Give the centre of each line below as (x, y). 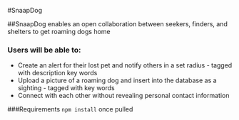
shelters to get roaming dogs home (59, 32)
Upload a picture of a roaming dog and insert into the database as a (117, 80)
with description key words (57, 73)
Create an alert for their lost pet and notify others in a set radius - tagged (125, 65)
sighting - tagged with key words (66, 88)
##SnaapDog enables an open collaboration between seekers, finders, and (118, 24)
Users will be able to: (44, 50)
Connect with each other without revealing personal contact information (123, 96)
